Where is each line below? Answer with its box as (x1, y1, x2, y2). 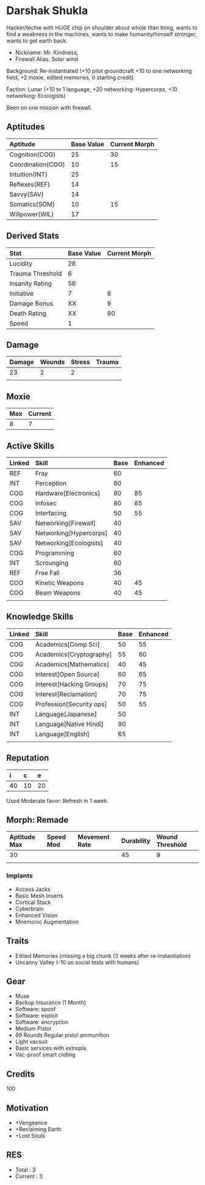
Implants (6, 871, 33, 880)
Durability (121, 837, 151, 845)
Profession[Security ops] (35, 699, 107, 708)
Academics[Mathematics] (35, 660, 110, 668)
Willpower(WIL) (9, 209, 54, 218)
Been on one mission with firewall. (6, 103, 93, 111)
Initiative (9, 289, 34, 298)
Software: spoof (15, 1006, 56, 1013)
